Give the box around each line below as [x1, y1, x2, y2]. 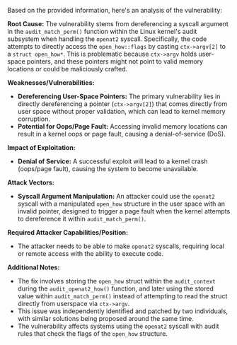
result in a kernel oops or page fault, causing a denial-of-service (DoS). [17, 130, 226, 138]
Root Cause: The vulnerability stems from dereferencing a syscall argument [7, 20, 229, 28]
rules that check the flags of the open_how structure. [17, 329, 168, 338]
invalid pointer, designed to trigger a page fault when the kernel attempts [17, 207, 231, 215]
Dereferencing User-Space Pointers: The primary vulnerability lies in [17, 92, 221, 100]
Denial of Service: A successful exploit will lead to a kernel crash [17, 157, 208, 165]
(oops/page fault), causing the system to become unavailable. [17, 165, 199, 172]
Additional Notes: [7, 263, 60, 271]
